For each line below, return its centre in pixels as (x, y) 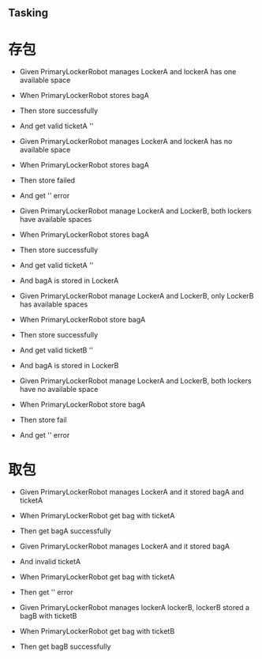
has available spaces (54, 304)
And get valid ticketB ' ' (56, 350)
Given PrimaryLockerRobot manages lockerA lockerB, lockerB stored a (135, 608)
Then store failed (47, 180)
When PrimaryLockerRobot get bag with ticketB (97, 631)
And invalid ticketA (50, 562)
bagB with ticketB (48, 616)
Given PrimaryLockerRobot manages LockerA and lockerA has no (126, 141)
